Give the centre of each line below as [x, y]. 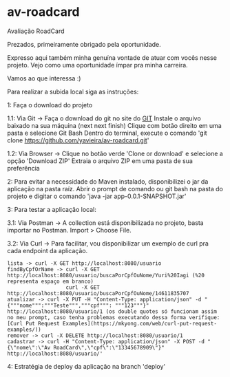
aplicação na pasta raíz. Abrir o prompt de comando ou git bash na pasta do [115, 188]
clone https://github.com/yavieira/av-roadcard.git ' [78, 140]
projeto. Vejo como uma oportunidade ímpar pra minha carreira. [97, 65]
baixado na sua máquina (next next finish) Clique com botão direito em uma [114, 125]
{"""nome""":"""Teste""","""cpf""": [60, 305]
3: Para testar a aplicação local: [52, 209]
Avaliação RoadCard [36, 31]
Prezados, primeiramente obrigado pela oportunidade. [84, 44]
